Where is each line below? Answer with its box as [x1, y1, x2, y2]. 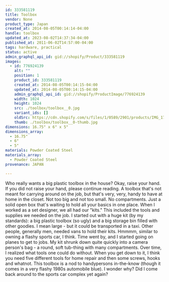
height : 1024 [14, 101, 42, 106]
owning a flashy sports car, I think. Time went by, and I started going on [5, 234, 153, 240]
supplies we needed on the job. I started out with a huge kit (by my [5, 212, 143, 218]
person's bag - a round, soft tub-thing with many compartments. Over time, [5, 244, 162, 250]
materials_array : [5, 153, 42, 158]
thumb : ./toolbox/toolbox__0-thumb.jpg [14, 119, 98, 125]
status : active [5, 49, 37, 54]
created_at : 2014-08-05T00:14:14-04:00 [5, 26, 89, 31]
